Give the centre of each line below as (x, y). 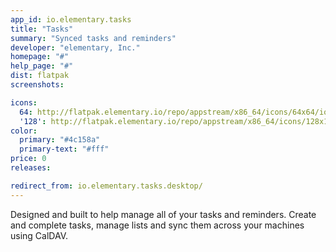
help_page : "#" (42, 66)
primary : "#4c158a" (60, 140)
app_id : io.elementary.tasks (71, 19)
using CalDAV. (39, 235)
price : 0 (28, 159)
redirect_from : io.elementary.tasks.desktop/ (106, 186)
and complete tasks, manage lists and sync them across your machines (157, 225)
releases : (31, 168)
